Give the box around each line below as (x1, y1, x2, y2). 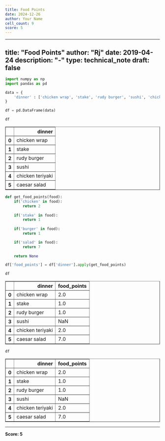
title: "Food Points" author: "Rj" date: (5, 48, 122, 56)
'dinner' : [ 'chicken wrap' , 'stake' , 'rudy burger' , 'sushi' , (14, 94, 146, 100)
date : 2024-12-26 (5, 12, 41, 17)
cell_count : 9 (5, 21, 34, 26)
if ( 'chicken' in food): (14, 199, 63, 204)
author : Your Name (5, 16, 43, 21)
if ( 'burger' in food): (14, 226, 60, 231)
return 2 (23, 203, 41, 209)
